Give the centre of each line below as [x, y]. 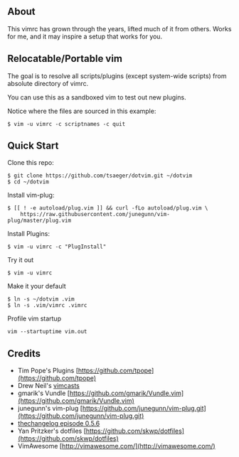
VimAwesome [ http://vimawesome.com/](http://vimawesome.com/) [116, 446]
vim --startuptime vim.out [47, 332]
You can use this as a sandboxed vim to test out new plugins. [97, 97]
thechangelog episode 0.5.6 [59, 424]
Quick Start [33, 146]
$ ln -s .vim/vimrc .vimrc [47, 306]
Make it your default [37, 286]
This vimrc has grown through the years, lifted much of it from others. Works [119, 28]
